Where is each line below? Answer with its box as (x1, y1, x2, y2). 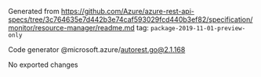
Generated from (8, 7, 60, 16)
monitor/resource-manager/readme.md (8, 23, 135, 32)
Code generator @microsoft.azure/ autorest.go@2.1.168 (8, 45, 186, 54)
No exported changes (8, 60, 78, 69)
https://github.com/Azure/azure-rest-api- (61, 7, 194, 16)
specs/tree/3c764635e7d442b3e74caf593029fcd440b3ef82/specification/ (8, 15, 253, 24)
